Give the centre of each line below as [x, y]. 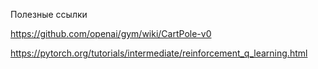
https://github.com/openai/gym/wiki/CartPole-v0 [111, 33]
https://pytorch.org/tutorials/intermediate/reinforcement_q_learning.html [159, 53]
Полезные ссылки [49, 14]
